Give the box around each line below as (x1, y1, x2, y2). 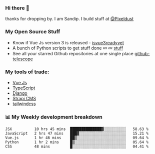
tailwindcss (12, 101, 36, 107)
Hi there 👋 (5, 4, 30, 11)
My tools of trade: (5, 68, 49, 75)
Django (12, 90, 27, 96)
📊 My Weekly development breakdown (5, 113, 102, 120)
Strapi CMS (12, 95, 36, 101)
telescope (12, 56, 33, 62)
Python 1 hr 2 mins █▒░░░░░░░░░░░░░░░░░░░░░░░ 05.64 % (5, 140, 149, 145)
